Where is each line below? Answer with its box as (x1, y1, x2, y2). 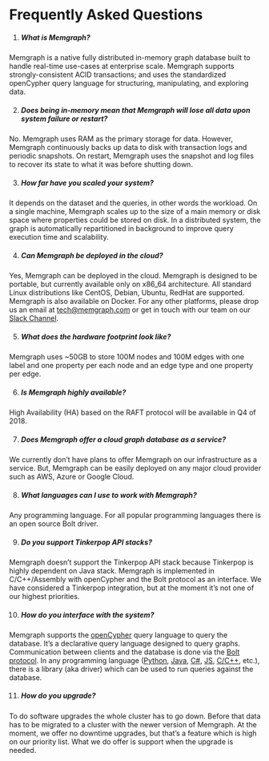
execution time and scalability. (9, 233, 109, 242)
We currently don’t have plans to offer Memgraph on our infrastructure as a (9, 455, 258, 464)
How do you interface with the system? (20, 609, 155, 619)
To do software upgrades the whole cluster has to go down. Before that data (9, 711, 261, 721)
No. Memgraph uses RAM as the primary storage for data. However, (9, 134, 233, 144)
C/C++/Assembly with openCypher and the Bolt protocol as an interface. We (9, 574, 262, 584)
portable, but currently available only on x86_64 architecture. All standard (9, 279, 251, 289)
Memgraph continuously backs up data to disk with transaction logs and (9, 143, 247, 152)
